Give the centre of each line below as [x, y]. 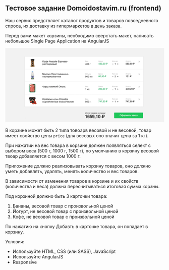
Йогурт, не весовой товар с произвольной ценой [65, 211]
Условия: [15, 242]
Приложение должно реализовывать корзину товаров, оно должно [78, 166]
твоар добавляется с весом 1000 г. [43, 156]
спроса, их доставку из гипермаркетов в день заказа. [64, 26]
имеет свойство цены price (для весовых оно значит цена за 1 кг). [77, 136]
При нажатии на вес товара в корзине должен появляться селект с [78, 145]
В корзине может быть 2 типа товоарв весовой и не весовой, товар [78, 130]
